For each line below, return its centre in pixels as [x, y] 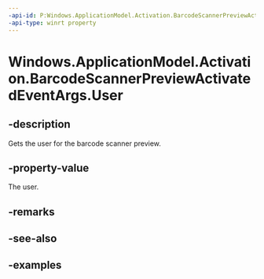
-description [39, 124]
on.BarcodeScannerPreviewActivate [130, 78]
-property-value [49, 167]
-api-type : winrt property [52, 23]
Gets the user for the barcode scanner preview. [84, 143]
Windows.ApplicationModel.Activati [130, 62]
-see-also [33, 238]
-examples [35, 265]
